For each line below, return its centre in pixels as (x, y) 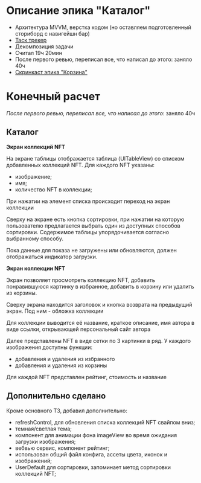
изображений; (33, 461)
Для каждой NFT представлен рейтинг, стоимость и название (87, 377)
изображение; (33, 176)
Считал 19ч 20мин (38, 53)
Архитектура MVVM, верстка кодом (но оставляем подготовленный (103, 27)
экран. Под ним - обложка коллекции (55, 311)
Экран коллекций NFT (36, 147)
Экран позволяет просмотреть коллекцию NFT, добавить (81, 280)
